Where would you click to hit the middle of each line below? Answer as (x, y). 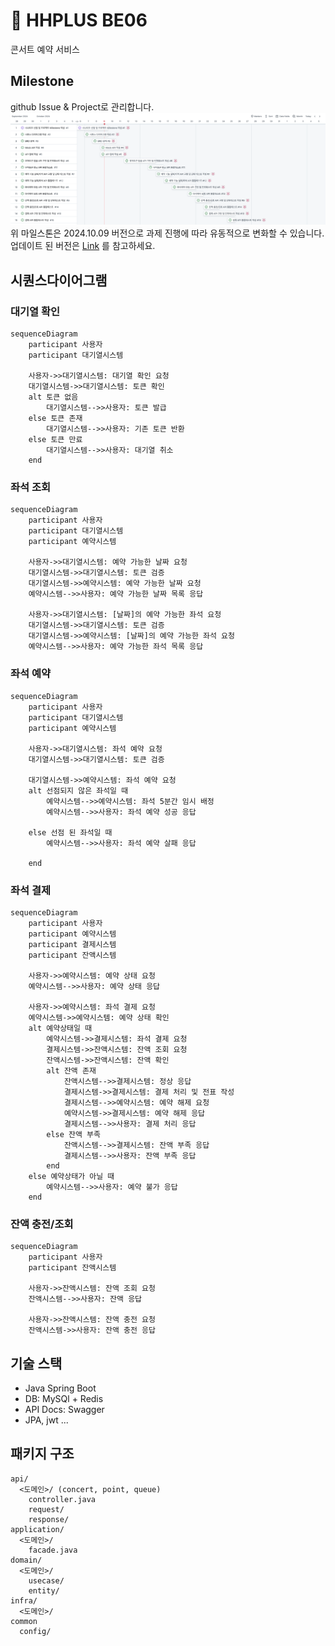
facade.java (53, 1550)
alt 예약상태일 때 (60, 1028)
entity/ (44, 1590)
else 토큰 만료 (55, 440)
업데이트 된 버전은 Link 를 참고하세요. (83, 246)
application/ (37, 1529)
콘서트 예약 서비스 (45, 49)
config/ (35, 1631)
